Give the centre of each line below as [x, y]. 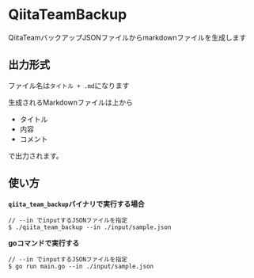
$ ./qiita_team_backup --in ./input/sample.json [90, 227]
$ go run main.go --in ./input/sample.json [81, 266]
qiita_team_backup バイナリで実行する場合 [76, 204]
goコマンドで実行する [44, 242]
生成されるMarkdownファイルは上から [70, 102]
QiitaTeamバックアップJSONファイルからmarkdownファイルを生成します [127, 37]
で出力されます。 [36, 155]
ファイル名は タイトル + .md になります [69, 86]
